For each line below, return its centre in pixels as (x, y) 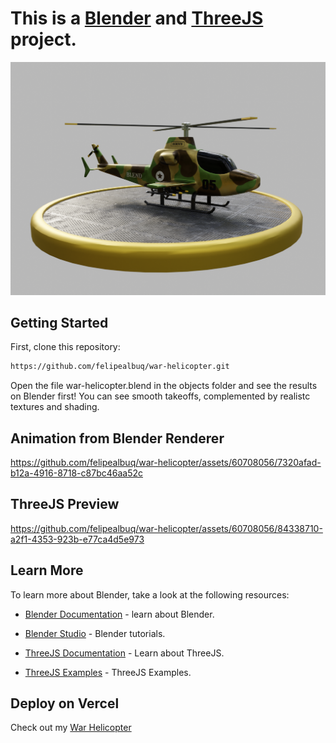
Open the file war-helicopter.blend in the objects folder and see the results (164, 386)
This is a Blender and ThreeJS (137, 18)
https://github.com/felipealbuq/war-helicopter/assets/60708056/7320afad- (166, 463)
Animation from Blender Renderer (117, 438)
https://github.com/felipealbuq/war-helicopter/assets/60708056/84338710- (166, 528)
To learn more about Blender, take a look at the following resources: (150, 594)
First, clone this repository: (65, 347)
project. (43, 39)
